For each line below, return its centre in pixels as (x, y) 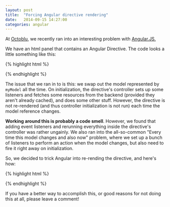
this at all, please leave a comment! (42, 199)
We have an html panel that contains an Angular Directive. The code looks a (85, 49)
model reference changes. (33, 111)
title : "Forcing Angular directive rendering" (57, 15)
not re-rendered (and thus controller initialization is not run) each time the (83, 106)
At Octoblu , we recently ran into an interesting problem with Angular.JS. (81, 39)
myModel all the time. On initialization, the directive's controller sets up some (84, 90)
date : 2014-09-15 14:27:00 (36, 19)
